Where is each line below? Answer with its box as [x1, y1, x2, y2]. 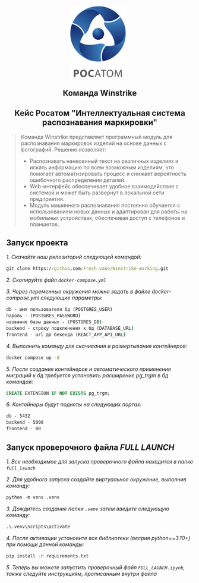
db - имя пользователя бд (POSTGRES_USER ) [6, 307, 113, 313]
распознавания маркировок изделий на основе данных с [20, 140, 168, 147]
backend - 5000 [6, 420, 44, 426]
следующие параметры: [40, 294, 103, 301]
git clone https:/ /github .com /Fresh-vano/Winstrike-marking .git [6, 266, 169, 272]
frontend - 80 [6, 426, 42, 432]
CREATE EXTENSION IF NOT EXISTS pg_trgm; [6, 390, 110, 396]
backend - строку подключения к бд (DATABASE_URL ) [6, 325, 134, 331]
